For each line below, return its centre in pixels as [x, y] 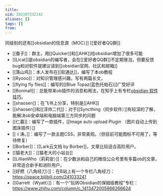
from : [11, 28]
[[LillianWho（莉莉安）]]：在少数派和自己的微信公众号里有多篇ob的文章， [86, 159]
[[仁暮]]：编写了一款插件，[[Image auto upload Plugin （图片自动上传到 [84, 122]
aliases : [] [17, 19]
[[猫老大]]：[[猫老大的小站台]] [42, 153]
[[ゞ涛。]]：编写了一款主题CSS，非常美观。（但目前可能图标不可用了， [82, 134]
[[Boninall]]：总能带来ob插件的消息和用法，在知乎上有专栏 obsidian [80, 91]
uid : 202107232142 [24, 14]
